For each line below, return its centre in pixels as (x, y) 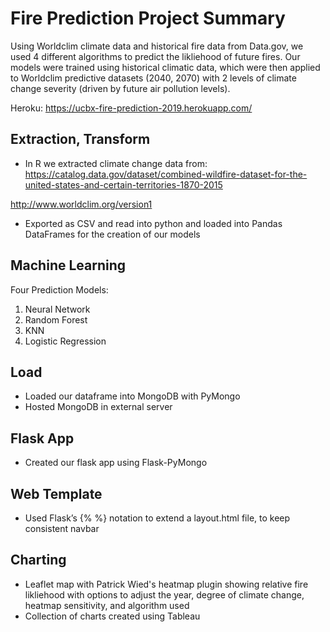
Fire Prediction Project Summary (148, 18)
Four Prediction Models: (59, 289)
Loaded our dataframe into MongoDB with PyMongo (132, 396)
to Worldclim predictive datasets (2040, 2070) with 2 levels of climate (153, 78)
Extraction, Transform (80, 139)
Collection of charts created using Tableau (112, 616)
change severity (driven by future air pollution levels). (120, 88)
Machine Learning (68, 265)
